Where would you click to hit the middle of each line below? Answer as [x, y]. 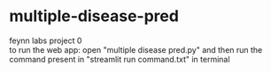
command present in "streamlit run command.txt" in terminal [120, 59]
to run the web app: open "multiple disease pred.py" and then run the [136, 49]
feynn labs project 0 [46, 40]
